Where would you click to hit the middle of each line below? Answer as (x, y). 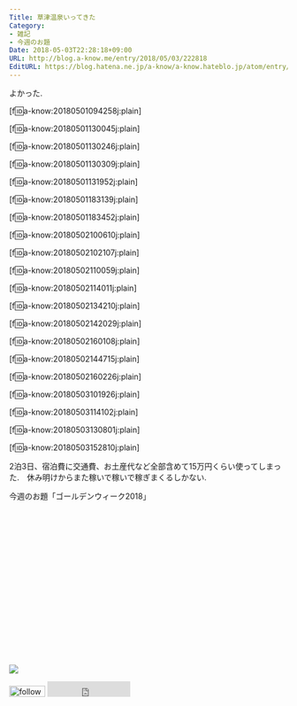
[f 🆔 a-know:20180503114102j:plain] (74, 412)
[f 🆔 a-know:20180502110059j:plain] (74, 270)
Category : (27, 26)
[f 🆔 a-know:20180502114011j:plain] (73, 288)
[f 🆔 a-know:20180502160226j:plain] (75, 376)
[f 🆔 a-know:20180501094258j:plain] (76, 111)
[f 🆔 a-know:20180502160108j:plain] (75, 341)
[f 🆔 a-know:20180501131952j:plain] (74, 182)
